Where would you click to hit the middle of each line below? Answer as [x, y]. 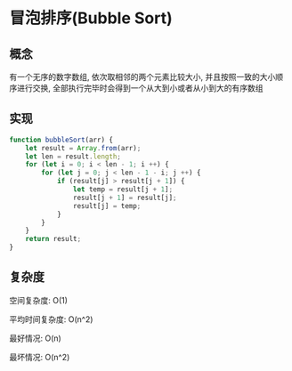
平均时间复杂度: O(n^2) [51, 319]
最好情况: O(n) [36, 338]
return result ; [53, 239]
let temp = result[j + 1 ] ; [123, 190]
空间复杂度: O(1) [39, 300]
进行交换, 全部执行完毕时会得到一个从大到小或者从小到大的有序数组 [140, 88]
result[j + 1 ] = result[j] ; [125, 198]
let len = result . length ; [73, 157]
